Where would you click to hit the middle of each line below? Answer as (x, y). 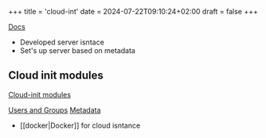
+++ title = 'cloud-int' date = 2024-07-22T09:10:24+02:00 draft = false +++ (133, 11)
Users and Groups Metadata (55, 109)
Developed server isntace (62, 42)
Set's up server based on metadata (77, 50)
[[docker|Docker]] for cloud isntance (80, 125)
